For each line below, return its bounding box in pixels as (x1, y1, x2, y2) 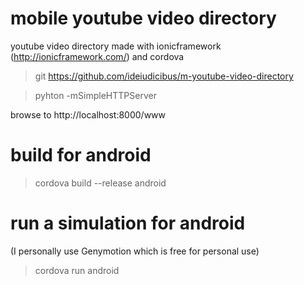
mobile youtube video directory (10, 7, 277, 30)
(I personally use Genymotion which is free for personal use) (10, 245, 260, 257)
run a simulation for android (10, 212, 246, 235)
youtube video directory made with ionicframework (10, 40, 222, 52)
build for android (10, 144, 152, 167)
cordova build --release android (34, 177, 167, 189)
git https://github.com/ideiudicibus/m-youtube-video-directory (34, 70, 294, 82)
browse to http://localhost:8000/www (10, 108, 167, 121)
